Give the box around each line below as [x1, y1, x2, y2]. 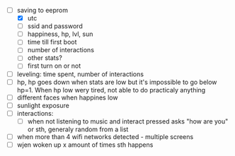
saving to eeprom [16, 6, 69, 14]
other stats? [27, 54, 63, 62]
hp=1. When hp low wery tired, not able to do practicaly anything [16, 85, 206, 94]
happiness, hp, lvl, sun [27, 30, 93, 38]
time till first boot [27, 38, 77, 47]
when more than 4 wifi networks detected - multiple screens [16, 132, 194, 140]
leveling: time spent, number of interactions [16, 70, 144, 78]
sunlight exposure [16, 101, 70, 109]
